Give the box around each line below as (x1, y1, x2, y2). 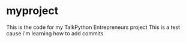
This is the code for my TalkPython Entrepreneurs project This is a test (6, 24, 181, 31)
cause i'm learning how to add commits (6, 29, 104, 37)
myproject (6, 4, 59, 18)
